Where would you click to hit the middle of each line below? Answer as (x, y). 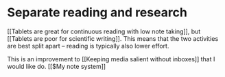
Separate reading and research (97, 13)
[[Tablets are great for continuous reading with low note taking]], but (104, 31)
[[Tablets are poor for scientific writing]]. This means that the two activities (113, 38)
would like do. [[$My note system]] (57, 66)
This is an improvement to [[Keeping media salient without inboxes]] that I (111, 59)
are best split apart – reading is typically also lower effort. (88, 46)
